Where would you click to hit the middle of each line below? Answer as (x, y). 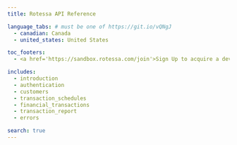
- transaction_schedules (50, 98)
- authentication (39, 85)
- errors (26, 118)
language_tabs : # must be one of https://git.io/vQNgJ (90, 27)
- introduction (36, 79)
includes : (22, 72)
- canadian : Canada (42, 33)
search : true (26, 131)
